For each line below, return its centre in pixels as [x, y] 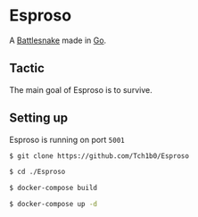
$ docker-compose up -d [54, 204]
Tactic [27, 68]
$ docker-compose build [54, 188]
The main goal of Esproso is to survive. [81, 89]
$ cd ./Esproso [37, 172]
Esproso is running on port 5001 [67, 139]
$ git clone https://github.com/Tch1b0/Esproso [99, 156]
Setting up [39, 118]
